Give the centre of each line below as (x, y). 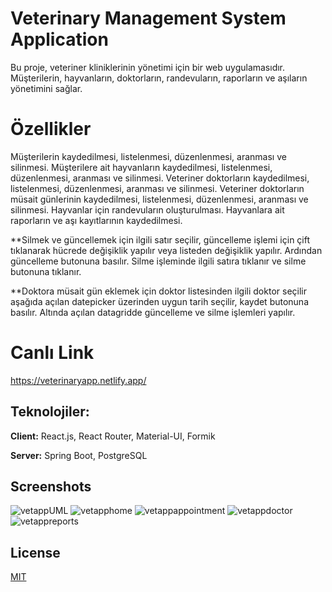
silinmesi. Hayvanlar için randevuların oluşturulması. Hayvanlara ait (147, 209)
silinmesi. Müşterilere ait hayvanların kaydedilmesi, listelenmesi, (141, 167)
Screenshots (51, 487)
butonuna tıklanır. (46, 271)
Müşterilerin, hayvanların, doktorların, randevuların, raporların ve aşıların (159, 78)
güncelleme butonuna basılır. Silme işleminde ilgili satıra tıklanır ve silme (158, 261)
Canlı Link (52, 353)
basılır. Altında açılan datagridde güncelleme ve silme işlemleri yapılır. (153, 312)
